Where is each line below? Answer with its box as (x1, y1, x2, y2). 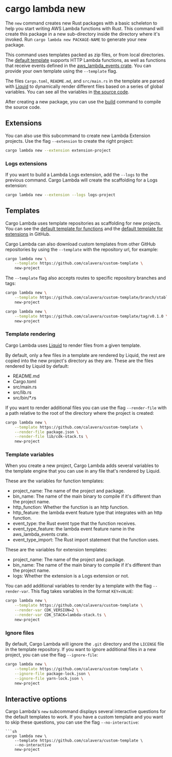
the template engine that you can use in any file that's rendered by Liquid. (5, 468, 161, 474)
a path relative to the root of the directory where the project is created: (5, 410, 155, 416)
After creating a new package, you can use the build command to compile (5, 98, 161, 105)
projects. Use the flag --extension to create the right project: (5, 138, 134, 144)
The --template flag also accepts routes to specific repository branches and (5, 275, 166, 281)
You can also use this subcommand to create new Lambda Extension (5, 132, 151, 139)
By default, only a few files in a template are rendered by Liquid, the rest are (5, 352, 165, 358)
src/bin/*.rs (12, 394, 37, 400)
